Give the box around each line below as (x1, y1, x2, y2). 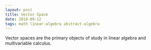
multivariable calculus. (5, 40, 52, 46)
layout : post (5, 7, 33, 12)
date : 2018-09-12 (5, 16, 42, 21)
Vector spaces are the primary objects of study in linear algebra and (5, 35, 146, 41)
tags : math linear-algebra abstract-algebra (5, 21, 100, 26)
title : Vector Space (5, 12, 49, 17)
